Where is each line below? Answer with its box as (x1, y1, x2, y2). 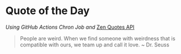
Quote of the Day (5, 4, 90, 18)
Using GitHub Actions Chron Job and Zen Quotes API (5, 23, 135, 31)
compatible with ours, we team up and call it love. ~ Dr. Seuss (19, 41, 170, 48)
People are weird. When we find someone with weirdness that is (19, 35, 176, 42)
